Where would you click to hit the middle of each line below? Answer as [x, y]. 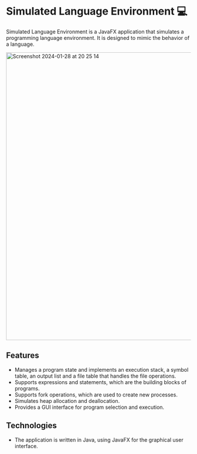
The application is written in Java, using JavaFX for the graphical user [99, 440]
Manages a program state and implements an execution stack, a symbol [101, 369]
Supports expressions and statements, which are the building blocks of [100, 382]
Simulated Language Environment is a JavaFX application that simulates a [95, 31]
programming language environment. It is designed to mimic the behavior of [98, 38]
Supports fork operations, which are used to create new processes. [96, 395]
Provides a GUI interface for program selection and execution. [89, 407]
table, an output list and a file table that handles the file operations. [95, 376]
